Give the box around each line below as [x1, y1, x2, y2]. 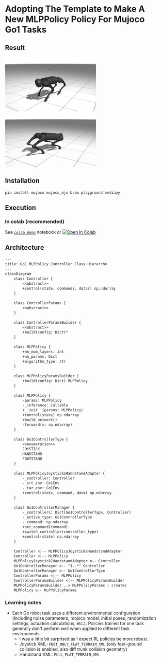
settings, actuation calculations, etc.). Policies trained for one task [12, 621, 144, 626]
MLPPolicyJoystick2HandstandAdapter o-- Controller [14, 559, 120, 564]
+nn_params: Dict [22, 354, 57, 359]
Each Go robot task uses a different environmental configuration [12, 610, 141, 616]
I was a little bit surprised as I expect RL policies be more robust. [19, 636, 149, 642]
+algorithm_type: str [22, 359, 66, 364]
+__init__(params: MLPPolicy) [22, 408, 83, 413]
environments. [12, 631, 41, 637]
